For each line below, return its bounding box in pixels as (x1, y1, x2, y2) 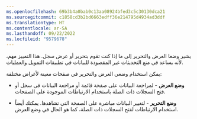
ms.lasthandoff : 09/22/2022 (6, 31, 76, 37)
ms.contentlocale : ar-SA (6, 25, 67, 31)
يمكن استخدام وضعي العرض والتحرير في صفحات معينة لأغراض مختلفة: (6, 70, 162, 77)
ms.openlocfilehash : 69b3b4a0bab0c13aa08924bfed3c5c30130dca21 (6, 8, 166, 15)
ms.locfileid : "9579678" (6, 36, 67, 42)
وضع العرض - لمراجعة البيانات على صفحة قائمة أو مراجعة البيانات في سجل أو (14, 82, 185, 89)
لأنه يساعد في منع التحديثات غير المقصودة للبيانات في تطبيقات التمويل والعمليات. (6, 59, 183, 66)
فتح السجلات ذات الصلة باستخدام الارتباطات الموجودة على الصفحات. (14, 88, 166, 95)
